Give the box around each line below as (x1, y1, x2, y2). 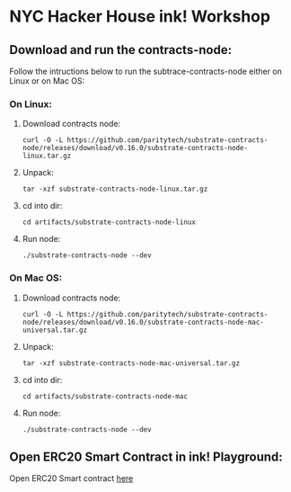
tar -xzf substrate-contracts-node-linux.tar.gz (22, 184, 208, 194)
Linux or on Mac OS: (9, 76, 85, 86)
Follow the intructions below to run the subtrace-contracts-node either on (9, 66, 283, 76)
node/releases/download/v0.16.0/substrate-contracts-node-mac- (22, 318, 265, 327)
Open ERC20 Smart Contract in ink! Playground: (9, 449, 283, 464)
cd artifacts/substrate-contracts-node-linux (22, 218, 196, 227)
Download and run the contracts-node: (9, 42, 232, 58)
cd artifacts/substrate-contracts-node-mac (22, 391, 189, 401)
